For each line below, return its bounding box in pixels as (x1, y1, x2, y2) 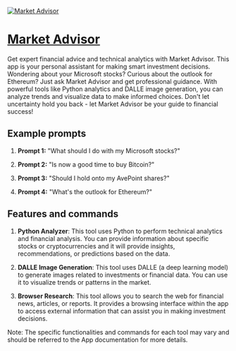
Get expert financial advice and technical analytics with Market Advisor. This (7, 54, 230, 63)
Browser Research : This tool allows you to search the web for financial (17, 292, 224, 300)
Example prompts (7, 128, 87, 140)
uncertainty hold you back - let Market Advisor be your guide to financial (7, 100, 218, 108)
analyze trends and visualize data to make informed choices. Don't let (7, 92, 210, 100)
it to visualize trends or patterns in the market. (17, 278, 151, 286)
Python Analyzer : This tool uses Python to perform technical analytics (17, 227, 223, 235)
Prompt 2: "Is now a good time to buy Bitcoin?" (17, 160, 155, 169)
